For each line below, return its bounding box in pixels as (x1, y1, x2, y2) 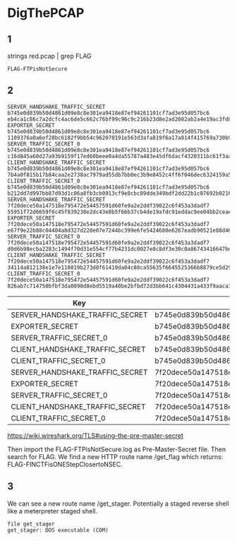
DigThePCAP (7, 5, 85, 21)
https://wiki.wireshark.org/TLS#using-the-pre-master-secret (7, 431, 183, 439)
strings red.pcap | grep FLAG (7, 52, 92, 60)
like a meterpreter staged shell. (7, 506, 97, 515)
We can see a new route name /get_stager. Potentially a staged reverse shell (7, 499, 229, 508)
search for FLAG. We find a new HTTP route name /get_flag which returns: (7, 452, 224, 460)
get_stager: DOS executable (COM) (7, 526, 109, 534)
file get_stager (7, 521, 55, 528)
